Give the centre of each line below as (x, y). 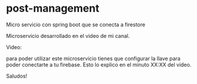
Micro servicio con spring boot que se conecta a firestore (76, 24)
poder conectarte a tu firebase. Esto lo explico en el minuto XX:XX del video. (99, 64)
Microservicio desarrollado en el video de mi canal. (68, 36)
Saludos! (17, 76)
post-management (53, 8)
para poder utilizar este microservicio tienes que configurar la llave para (93, 58)
